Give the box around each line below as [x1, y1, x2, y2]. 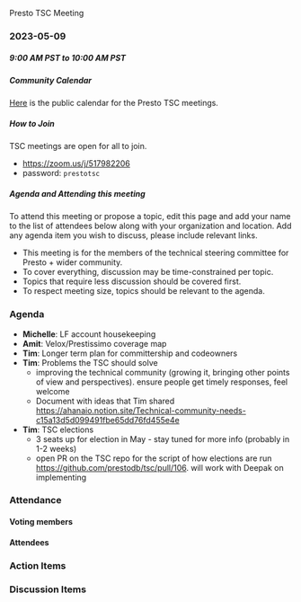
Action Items [9, 559, 66, 571]
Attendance [9, 494, 62, 507]
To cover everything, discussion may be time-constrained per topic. [22, 267, 274, 278]
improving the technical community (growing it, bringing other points [35, 367, 290, 377]
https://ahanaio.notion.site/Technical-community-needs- [35, 404, 247, 416]
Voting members [9, 517, 74, 527]
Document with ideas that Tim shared [35, 395, 175, 406]
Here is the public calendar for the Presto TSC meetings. [9, 98, 218, 109]
